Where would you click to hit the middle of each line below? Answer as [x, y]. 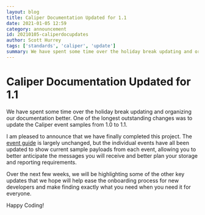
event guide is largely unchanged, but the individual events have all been [98, 143]
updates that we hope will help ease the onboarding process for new [92, 180]
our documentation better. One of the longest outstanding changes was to [99, 118]
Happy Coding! [25, 205]
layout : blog [23, 12]
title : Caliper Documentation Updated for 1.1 [67, 18]
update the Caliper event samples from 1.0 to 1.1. [67, 124]
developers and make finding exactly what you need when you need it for [99, 187]
